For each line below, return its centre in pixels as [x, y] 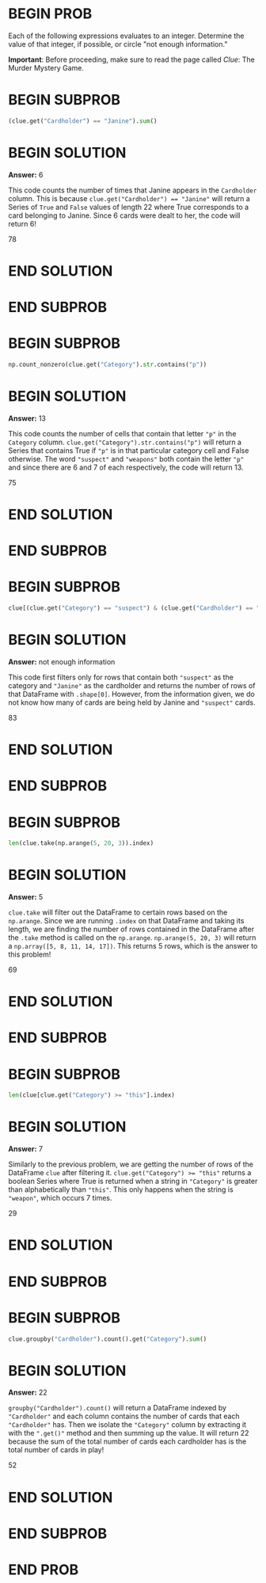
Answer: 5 [26, 897]
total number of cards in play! [56, 1450]
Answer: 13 [27, 418]
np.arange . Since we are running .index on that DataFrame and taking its [126, 921]
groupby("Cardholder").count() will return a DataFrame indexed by [118, 1408]
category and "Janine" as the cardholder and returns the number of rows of [132, 685]
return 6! [23, 223]
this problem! [30, 954]
